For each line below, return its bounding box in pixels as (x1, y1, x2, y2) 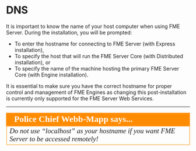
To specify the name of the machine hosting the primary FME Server (14, 65, 180, 72)
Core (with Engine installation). (14, 71, 89, 78)
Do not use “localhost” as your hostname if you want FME (9, 127, 176, 135)
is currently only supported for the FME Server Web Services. (6, 94, 154, 102)
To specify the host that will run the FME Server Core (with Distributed (14, 52, 184, 59)
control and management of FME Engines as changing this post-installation (6, 89, 187, 96)
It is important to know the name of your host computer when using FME (6, 23, 180, 30)
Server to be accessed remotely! (9, 135, 99, 143)
